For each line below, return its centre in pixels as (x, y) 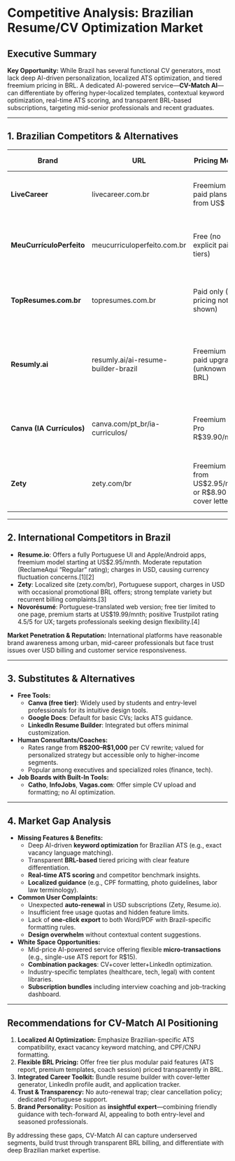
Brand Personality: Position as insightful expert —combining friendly (117, 1107)
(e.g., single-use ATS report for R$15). (83, 957)
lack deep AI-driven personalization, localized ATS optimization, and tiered (115, 78)
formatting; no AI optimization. (71, 792)
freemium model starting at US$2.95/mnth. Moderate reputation (109, 562)
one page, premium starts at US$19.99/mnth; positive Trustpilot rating (118, 614)
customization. (49, 733)
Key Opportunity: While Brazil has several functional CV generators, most (114, 70)
